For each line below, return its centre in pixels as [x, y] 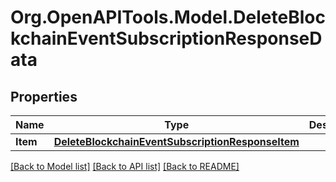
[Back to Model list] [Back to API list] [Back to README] [125, 166]
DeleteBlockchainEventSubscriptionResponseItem [176, 141]
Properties [44, 96]
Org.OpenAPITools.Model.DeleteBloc [168, 17]
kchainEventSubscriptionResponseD [166, 38]
